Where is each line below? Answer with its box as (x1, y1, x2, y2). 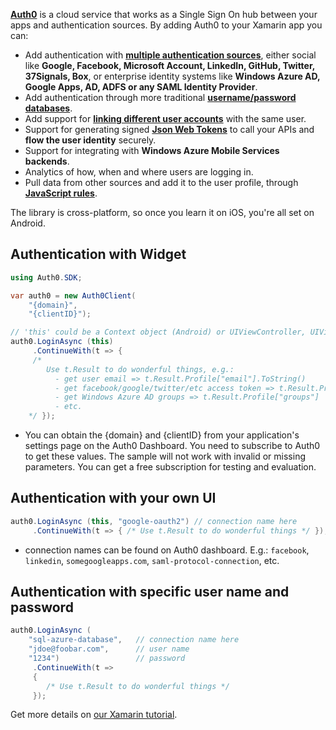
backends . (24, 155, 70, 167)
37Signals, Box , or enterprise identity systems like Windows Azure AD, (24, 70, 321, 82)
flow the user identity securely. (24, 134, 157, 146)
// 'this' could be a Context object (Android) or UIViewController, (10, 327, 307, 338)
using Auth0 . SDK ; (10, 272, 83, 283)
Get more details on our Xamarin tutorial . (10, 709, 178, 721)
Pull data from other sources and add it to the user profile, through (24, 177, 299, 188)
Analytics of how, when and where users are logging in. (24, 166, 254, 178)
